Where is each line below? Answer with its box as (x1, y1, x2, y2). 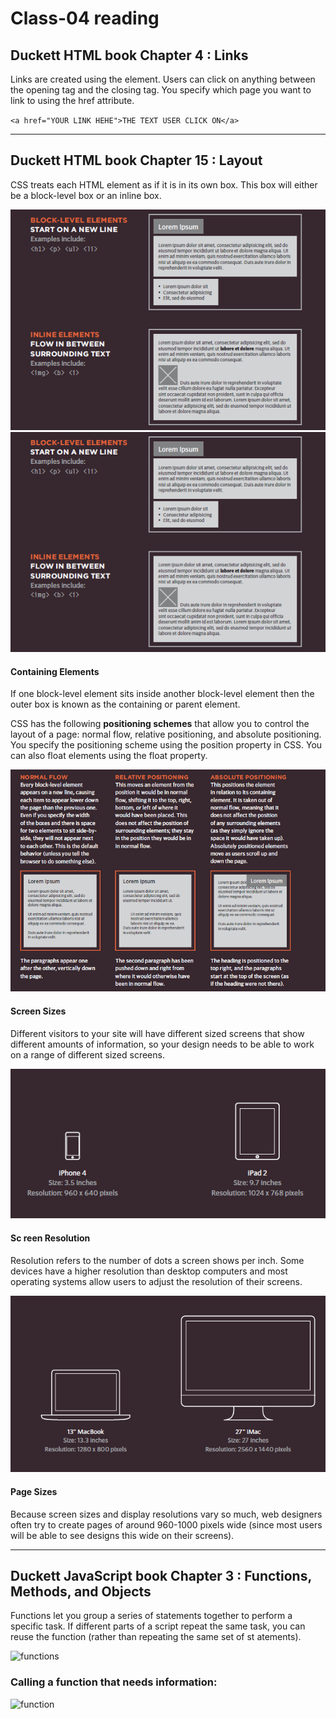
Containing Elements (10, 665, 100, 677)
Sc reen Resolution (10, 1232, 91, 1244)
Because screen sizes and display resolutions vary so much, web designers (10, 1508, 323, 1520)
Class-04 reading (10, 7, 160, 30)
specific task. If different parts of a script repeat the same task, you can (10, 1620, 306, 1632)
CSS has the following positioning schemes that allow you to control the (10, 718, 310, 730)
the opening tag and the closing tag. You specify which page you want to (10, 84, 312, 96)
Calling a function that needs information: (10, 1675, 218, 1689)
